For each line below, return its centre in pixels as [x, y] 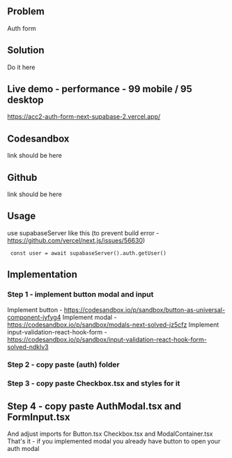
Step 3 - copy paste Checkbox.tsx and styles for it [94, 383]
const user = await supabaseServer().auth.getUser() [88, 253]
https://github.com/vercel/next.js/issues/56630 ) [76, 240]
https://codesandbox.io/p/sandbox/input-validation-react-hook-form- [107, 339]
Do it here [21, 67]
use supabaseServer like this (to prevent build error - [83, 232]
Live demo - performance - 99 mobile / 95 [100, 89]
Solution [26, 51]
